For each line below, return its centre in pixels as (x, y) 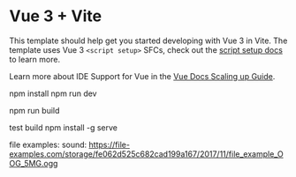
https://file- (110, 144)
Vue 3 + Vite (56, 16)
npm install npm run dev (53, 93)
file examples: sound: (48, 144)
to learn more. (34, 59)
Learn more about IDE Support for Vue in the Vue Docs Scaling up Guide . (142, 76)
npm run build (34, 110)
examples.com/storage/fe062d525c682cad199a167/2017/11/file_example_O (147, 154)
